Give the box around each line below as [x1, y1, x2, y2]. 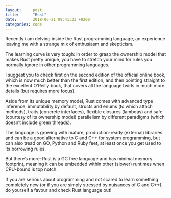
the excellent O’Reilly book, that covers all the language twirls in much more [5, 83, 165, 89]
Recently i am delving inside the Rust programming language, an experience [5, 36, 166, 42]
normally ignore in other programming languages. [5, 62, 110, 68]
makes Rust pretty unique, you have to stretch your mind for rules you [5, 57, 152, 63]
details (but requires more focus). [5, 88, 76, 94]
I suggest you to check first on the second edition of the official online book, [5, 72, 166, 78]
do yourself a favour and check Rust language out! [5, 187, 112, 193]
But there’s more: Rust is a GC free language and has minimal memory [5, 156, 153, 162]
